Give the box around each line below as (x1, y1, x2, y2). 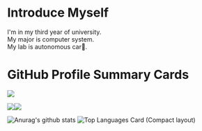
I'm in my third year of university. (7, 28, 102, 36)
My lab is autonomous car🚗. (7, 42, 88, 51)
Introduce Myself (7, 5, 109, 21)
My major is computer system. (7, 35, 95, 43)
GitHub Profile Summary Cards (7, 67, 189, 82)
